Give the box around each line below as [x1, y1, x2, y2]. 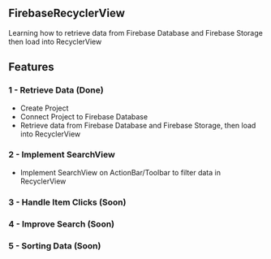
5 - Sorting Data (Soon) [8, 240, 101, 251]
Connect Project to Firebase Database [19, 111, 148, 121]
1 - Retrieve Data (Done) [8, 84, 104, 96]
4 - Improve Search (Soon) [8, 218, 115, 230]
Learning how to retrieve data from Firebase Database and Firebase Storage [8, 28, 264, 37]
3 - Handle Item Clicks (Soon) [8, 196, 127, 208]
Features [8, 60, 54, 74]
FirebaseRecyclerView [8, 6, 126, 20]
